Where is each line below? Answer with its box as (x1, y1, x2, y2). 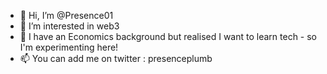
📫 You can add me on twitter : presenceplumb (19, 53, 213, 64)
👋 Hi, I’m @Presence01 (19, 10, 114, 21)
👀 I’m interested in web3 (19, 20, 120, 32)
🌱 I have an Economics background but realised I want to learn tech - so (19, 31, 318, 42)
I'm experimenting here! (19, 41, 119, 53)
